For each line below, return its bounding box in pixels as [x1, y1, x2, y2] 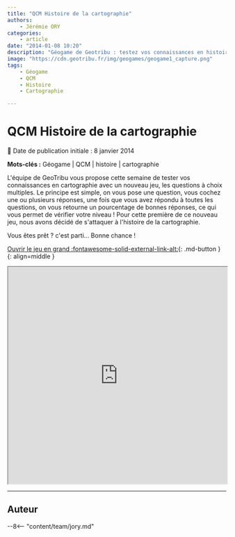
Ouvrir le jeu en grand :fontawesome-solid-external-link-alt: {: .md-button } [7, 245, 221, 254]
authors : [7, 17, 33, 24]
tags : [7, 62, 23, 69]
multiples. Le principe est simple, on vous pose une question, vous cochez [7, 188, 221, 197]
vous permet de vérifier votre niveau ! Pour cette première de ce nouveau [7, 210, 218, 219]
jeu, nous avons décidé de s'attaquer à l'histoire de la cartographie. [7, 218, 200, 226]
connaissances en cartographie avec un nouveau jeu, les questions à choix [7, 181, 222, 190]
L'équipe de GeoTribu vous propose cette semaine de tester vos [7, 174, 191, 182]
